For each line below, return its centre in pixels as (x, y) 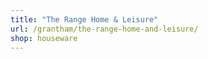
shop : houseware (44, 38)
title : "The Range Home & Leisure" (84, 19)
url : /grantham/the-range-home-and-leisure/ (104, 29)
